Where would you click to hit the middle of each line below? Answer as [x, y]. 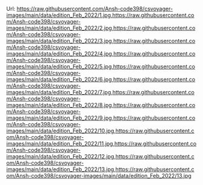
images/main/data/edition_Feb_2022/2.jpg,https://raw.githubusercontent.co [101, 28]
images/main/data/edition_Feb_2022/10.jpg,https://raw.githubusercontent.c [101, 131]
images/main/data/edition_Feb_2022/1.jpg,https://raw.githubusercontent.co [100, 15]
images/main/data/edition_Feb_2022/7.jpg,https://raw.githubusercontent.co [101, 92]
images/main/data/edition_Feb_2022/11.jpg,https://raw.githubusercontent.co [101, 144]
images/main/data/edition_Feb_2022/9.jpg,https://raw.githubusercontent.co [101, 118]
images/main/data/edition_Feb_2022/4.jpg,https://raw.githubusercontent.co [101, 54]
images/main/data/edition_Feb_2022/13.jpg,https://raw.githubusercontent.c [100, 169]
